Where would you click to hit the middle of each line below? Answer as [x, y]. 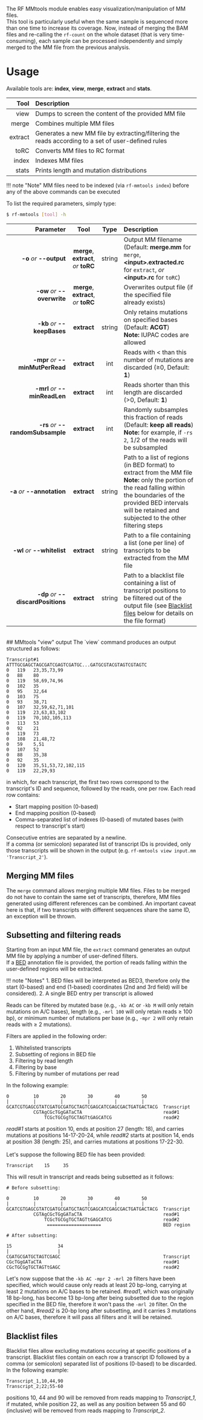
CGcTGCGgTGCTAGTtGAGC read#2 [93, 1268]
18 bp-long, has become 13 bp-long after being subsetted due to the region [100, 1298]
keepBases [50, 331]
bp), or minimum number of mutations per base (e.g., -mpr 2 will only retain [100, 1018]
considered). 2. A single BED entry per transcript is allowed [80, 993]
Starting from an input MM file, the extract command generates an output [98, 950]
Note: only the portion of [159, 480]
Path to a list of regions [156, 457]
